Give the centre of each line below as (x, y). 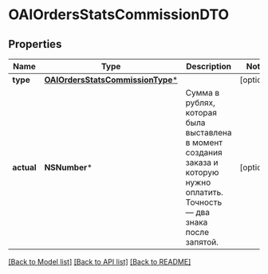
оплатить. (204, 192)
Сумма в (203, 93)
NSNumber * (69, 167)
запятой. (202, 242)
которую (202, 172)
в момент (204, 143)
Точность (204, 202)
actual (25, 167)
